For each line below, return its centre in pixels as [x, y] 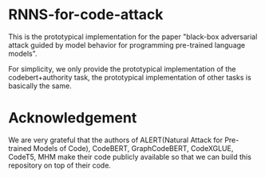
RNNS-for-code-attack [86, 15]
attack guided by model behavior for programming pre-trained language [127, 44]
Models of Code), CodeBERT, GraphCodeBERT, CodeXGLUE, [133, 148]
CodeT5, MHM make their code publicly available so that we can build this [130, 157]
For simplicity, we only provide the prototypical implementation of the [122, 68]
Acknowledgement [73, 118]
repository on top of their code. [60, 165]
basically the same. [40, 86]
